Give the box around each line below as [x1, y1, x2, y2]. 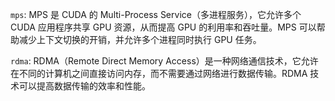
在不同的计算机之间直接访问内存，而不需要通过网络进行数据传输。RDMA [10, 68, 308, 79]
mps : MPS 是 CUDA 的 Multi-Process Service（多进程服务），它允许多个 [10, 9, 302, 20]
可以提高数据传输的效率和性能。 [18, 80, 151, 92]
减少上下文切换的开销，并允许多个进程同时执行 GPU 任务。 [18, 34, 262, 45]
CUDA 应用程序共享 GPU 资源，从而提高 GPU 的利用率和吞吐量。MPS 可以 [10, 21, 317, 33]
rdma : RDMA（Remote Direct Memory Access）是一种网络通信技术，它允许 [10, 55, 319, 67]
